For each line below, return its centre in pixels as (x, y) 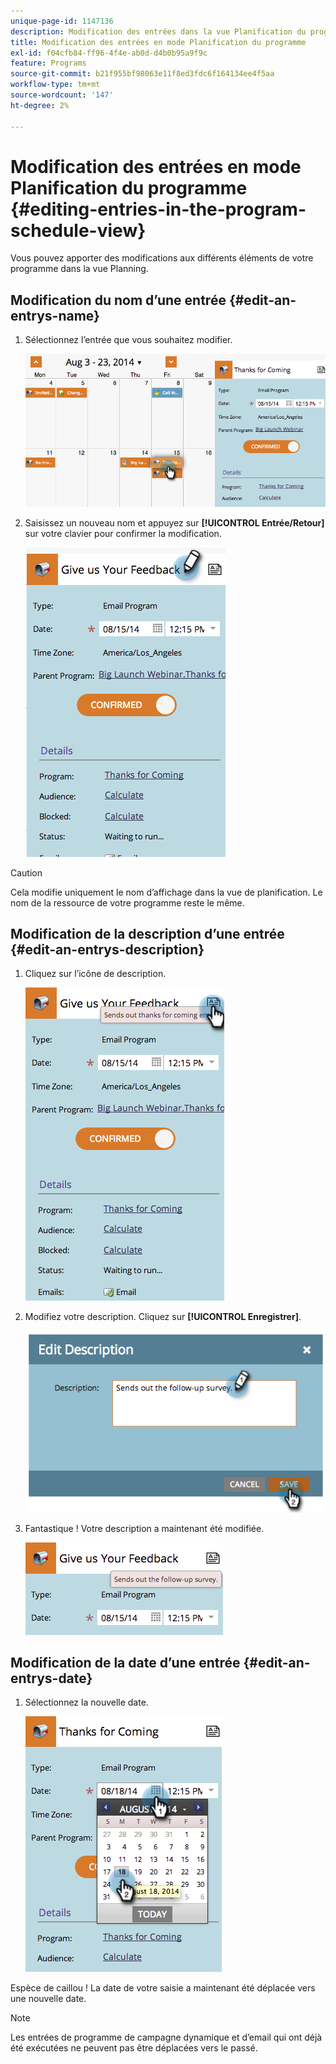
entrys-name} (55, 315)
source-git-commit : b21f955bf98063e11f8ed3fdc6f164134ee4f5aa (142, 74)
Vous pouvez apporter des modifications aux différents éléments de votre (162, 258)
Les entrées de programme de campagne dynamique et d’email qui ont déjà (166, 2037)
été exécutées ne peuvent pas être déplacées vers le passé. (134, 2048)
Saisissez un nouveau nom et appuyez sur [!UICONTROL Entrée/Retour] (174, 522)
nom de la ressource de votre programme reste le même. (127, 902)
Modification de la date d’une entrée (125, 1663)
